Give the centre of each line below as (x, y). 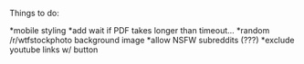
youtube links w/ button (54, 50)
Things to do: (34, 13)
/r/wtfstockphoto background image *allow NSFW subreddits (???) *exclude (152, 40)
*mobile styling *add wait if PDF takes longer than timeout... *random (140, 30)
